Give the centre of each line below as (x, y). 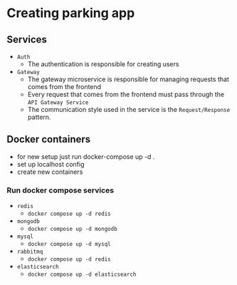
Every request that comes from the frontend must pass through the (126, 94)
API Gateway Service (58, 103)
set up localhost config (51, 164)
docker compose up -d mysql (69, 244)
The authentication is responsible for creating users (103, 64)
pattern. (39, 117)
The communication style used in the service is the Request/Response (129, 109)
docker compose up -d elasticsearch (82, 275)
